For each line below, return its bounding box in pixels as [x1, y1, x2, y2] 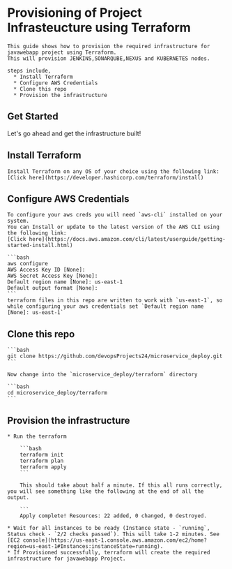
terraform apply [20, 464, 68, 471]
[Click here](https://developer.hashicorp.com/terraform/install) [7, 174, 204, 181]
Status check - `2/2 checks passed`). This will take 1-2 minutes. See [7, 531, 219, 538]
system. [7, 218, 30, 225]
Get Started [7, 110, 59, 123]
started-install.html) [7, 242, 73, 249]
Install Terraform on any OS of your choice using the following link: [7, 168, 219, 175]
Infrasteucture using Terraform [7, 20, 192, 36]
